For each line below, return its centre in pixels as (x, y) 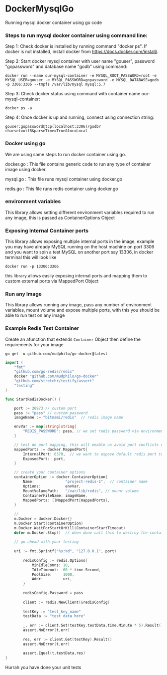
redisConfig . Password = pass (53, 593)
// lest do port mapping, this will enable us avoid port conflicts (86, 445)
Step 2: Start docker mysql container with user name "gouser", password (80, 61)
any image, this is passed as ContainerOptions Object (60, 218)
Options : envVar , (52, 486)
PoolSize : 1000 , (53, 574)
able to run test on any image (35, 315)
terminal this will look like (31, 257)
